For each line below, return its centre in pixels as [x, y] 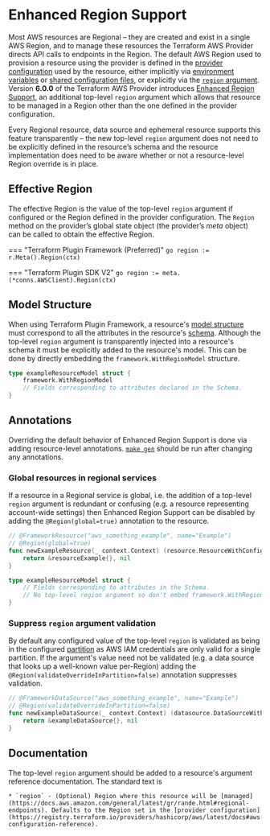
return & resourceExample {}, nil [77, 558]
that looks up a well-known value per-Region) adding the [102, 666]
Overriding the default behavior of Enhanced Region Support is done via [128, 439]
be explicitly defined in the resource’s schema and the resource [113, 146]
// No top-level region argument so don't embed [106, 595]
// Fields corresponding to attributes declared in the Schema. [133, 388]
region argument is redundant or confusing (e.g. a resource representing [129, 504]
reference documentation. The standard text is [85, 781]
